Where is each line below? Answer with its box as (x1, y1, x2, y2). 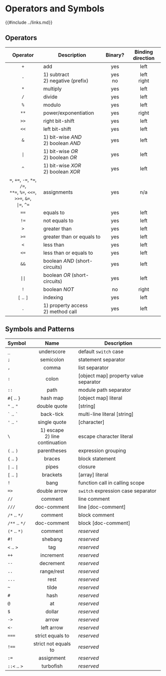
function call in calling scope (78, 479, 145, 486)
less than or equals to (43, 249, 93, 256)
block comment (78, 511, 115, 518)
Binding (134, 48, 153, 55)
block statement (78, 455, 116, 462)
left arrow (41, 624, 63, 631)
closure (78, 463, 96, 470)
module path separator (78, 386, 131, 393)
